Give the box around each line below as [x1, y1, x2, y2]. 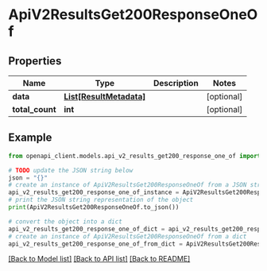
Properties [8, 54, 62, 68]
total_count [12, 104, 56, 114]
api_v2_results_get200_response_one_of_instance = [8, 188, 180, 196]
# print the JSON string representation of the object [8, 196, 194, 204]
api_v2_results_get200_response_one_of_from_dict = [8, 240, 183, 248]
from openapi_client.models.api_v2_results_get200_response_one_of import [8, 152, 261, 160]
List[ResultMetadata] [64, 91, 146, 102]
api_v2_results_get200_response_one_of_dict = [8, 225, 165, 233]
